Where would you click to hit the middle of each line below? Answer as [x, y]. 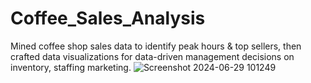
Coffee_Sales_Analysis [108, 18]
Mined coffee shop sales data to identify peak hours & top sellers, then [156, 46]
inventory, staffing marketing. [71, 67]
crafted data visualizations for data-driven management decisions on [152, 56]
